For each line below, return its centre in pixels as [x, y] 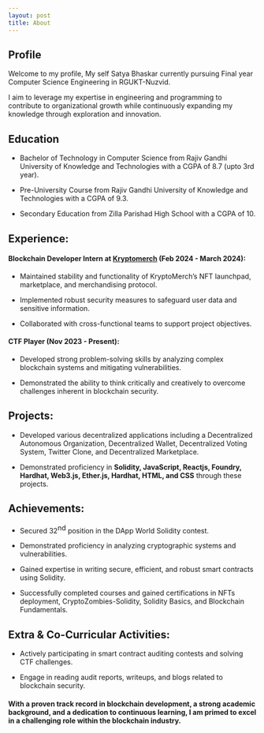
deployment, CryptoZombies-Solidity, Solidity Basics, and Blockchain [132, 601]
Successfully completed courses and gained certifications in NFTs [127, 593]
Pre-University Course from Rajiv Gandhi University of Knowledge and [134, 190]
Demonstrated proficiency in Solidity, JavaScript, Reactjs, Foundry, [130, 467]
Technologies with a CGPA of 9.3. [74, 199]
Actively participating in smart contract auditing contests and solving [131, 654]
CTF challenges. [46, 662]
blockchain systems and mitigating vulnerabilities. [100, 367]
